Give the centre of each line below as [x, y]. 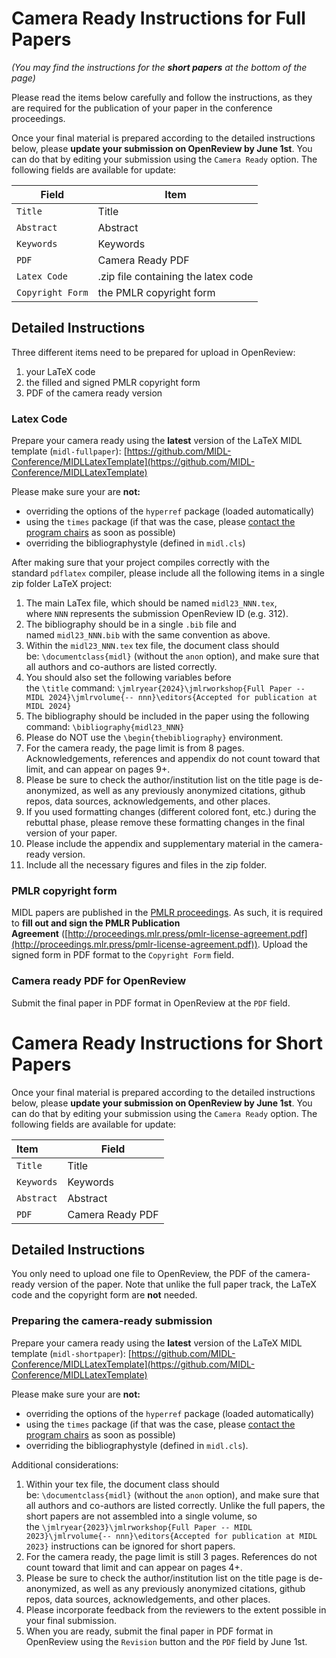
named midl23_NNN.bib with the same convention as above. [148, 635]
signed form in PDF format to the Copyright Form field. [122, 955]
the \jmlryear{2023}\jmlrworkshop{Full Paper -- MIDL [139, 1526]
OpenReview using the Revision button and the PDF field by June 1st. [166, 1641]
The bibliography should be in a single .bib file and [131, 624]
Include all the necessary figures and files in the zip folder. [146, 865]
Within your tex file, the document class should [122, 1484]
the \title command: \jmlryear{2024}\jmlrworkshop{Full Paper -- [165, 688]
